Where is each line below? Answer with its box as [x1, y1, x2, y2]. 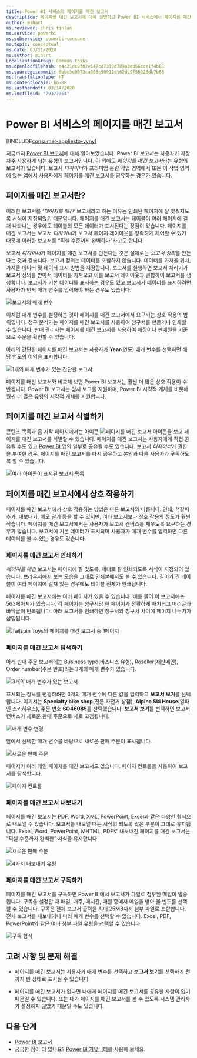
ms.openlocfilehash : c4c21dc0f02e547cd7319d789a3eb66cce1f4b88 [6, 63, 165, 69]
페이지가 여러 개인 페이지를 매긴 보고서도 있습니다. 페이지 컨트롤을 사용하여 [6, 762, 178, 769]
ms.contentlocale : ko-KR [6, 80, 67, 86]
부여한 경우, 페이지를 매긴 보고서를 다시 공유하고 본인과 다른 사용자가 [12, 450, 169, 458]
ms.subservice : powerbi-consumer [6, 36, 88, 42]
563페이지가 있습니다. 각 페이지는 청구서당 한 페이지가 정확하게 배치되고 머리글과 [6, 600, 192, 608]
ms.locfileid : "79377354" [6, 91, 69, 96]
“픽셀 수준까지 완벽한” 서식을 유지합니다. [6, 835, 99, 842]
